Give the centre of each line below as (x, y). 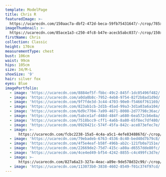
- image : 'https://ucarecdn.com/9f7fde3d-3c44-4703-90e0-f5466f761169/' (86, 102)
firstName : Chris (23, 38)
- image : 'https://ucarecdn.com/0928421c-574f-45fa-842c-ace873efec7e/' (86, 125)
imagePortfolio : (22, 88)
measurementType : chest (30, 51)
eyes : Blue (16, 83)
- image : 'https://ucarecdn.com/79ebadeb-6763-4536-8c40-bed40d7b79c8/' (86, 139)
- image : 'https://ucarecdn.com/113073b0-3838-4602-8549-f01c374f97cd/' (86, 167)
